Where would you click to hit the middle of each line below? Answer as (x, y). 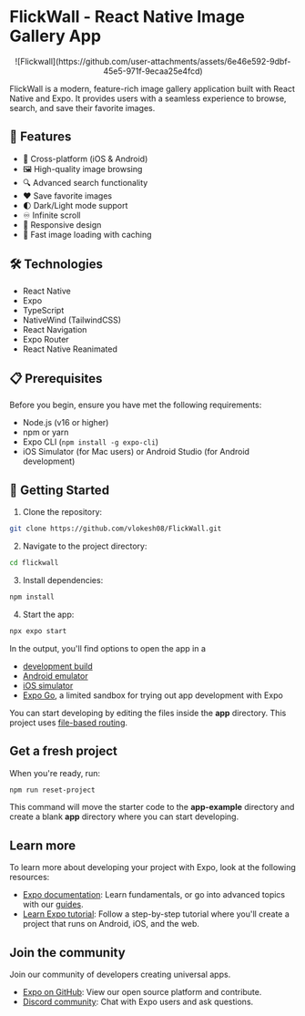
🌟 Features (41, 137)
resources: (30, 877)
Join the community (67, 953)
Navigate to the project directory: (85, 546)
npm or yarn (46, 432)
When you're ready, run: (55, 773)
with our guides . (53, 905)
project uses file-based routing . (69, 723)
